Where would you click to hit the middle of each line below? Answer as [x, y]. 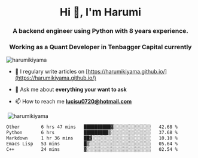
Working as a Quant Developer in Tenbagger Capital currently [100, 47]
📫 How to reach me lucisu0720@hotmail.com [73, 102]
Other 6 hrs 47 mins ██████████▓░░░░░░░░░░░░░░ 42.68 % [92, 127]
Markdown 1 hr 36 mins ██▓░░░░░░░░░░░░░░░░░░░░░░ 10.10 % [92, 138]
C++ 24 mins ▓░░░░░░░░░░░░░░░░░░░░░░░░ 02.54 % [92, 149]
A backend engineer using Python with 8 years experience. [100, 31]
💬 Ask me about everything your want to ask [71, 90]
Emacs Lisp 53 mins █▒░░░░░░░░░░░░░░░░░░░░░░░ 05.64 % [92, 144]
